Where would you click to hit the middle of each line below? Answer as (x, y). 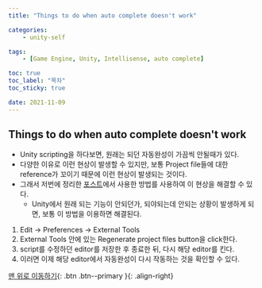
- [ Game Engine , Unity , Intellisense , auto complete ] (113, 59)
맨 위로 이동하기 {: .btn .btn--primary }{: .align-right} (91, 276)
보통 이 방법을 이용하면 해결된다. (92, 214)
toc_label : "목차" (37, 81)
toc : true (25, 73)
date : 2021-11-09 (37, 102)
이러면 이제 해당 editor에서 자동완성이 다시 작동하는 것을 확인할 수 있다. (130, 259)
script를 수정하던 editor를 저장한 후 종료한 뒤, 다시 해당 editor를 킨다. (127, 249)
